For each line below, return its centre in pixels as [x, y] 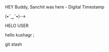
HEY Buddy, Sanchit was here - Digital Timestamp [55, 7]
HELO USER [17, 26]
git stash [14, 44]
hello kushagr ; [20, 35]
